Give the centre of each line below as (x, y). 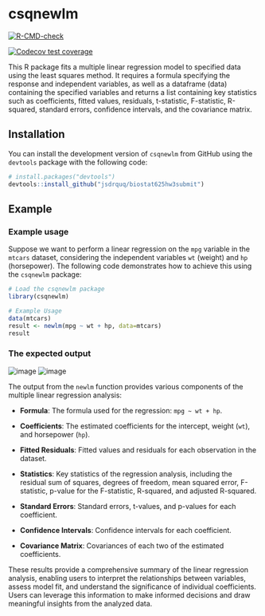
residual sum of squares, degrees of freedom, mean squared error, (129, 482)
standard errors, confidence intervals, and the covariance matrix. (145, 109)
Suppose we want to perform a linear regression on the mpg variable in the (129, 249)
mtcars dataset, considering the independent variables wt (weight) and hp (128, 258)
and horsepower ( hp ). (55, 434)
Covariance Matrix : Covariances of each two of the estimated (122, 545)
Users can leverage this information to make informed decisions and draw (129, 594)
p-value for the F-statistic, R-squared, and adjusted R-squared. (153, 491)
